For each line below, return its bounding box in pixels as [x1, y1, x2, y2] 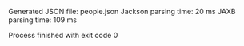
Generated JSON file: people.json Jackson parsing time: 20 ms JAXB [8, 7, 236, 16]
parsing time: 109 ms [8, 15, 78, 25]
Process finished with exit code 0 [8, 31, 118, 40]
